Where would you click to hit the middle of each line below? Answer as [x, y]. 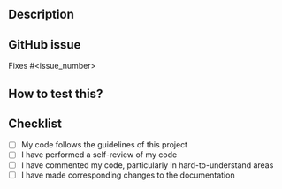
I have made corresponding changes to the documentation [128, 175]
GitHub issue [45, 45]
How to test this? [56, 93]
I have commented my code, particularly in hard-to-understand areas [147, 165]
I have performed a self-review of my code [99, 155]
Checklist [35, 123]
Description [41, 15]
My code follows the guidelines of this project [104, 145]
